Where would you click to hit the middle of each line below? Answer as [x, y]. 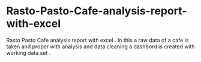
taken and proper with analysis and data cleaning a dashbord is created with [100, 46]
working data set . [28, 52]
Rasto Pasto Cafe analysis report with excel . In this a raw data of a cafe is [97, 40]
